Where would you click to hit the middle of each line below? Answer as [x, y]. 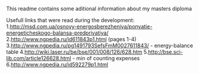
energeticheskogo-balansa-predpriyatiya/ [57, 33]
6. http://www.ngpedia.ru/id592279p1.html [57, 64]
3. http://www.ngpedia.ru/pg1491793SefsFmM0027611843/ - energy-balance [99, 45]
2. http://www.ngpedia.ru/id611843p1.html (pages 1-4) [71, 39]
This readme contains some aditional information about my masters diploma [99, 9]
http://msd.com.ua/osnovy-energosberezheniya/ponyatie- [81, 27]
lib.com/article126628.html [39, 58]
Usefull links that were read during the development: [70, 20]
